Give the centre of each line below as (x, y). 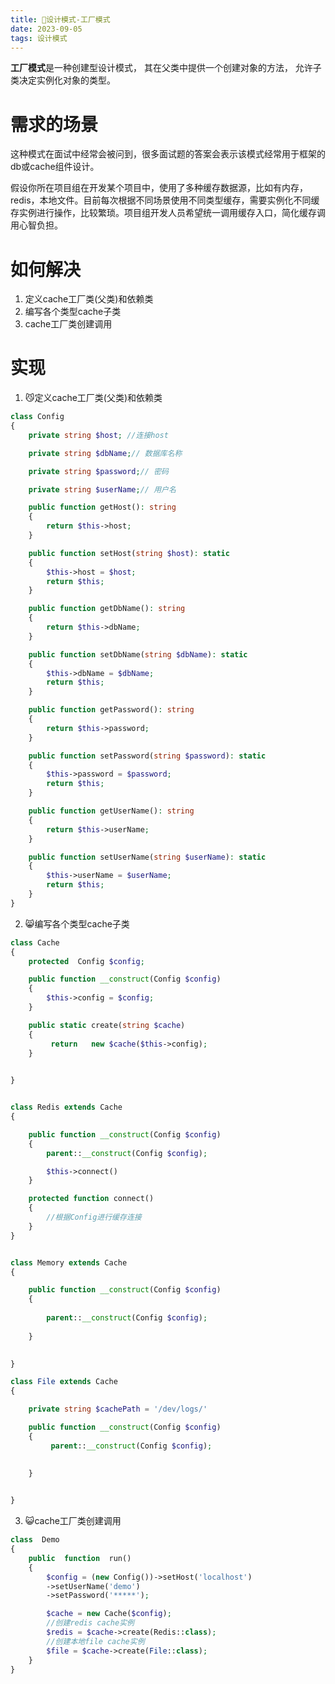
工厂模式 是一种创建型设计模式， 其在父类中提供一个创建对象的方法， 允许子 (166, 68)
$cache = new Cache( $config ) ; (109, 1614)
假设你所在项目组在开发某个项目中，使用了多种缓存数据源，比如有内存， (159, 188)
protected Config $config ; (86, 961)
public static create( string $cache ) (107, 1025)
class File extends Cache (64, 1382)
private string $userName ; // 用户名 (102, 489)
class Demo (35, 1540)
